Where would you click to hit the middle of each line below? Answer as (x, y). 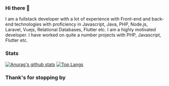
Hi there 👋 (18, 8)
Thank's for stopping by (36, 77)
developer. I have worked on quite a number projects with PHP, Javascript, (83, 35)
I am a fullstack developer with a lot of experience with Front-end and (78, 19)
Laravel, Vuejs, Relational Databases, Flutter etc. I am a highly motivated (81, 30)
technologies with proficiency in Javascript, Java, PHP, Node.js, (81, 24)
